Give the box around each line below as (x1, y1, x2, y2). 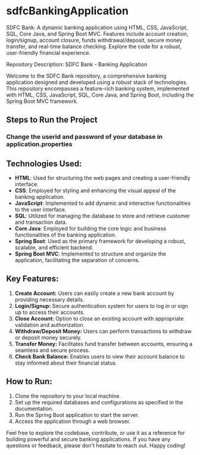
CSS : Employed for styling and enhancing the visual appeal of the (14, 187, 176, 194)
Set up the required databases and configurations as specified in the (14, 398, 183, 406)
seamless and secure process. (14, 347, 90, 354)
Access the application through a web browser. (14, 417, 131, 425)
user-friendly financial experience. (6, 49, 91, 56)
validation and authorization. (14, 321, 85, 328)
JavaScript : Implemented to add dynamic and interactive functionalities (14, 200, 191, 207)
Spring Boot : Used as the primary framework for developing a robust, (14, 238, 186, 245)
